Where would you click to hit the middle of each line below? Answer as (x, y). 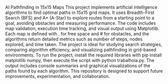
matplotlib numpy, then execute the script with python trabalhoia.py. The (80, 60)
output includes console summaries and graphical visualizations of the (78, 65)
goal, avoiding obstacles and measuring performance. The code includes (80, 23)
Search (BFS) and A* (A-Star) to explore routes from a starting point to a (80, 18)
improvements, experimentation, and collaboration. (57, 76)
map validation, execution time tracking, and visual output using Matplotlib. (82, 28)
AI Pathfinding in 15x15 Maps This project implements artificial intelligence (81, 7)
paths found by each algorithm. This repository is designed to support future (84, 71)
